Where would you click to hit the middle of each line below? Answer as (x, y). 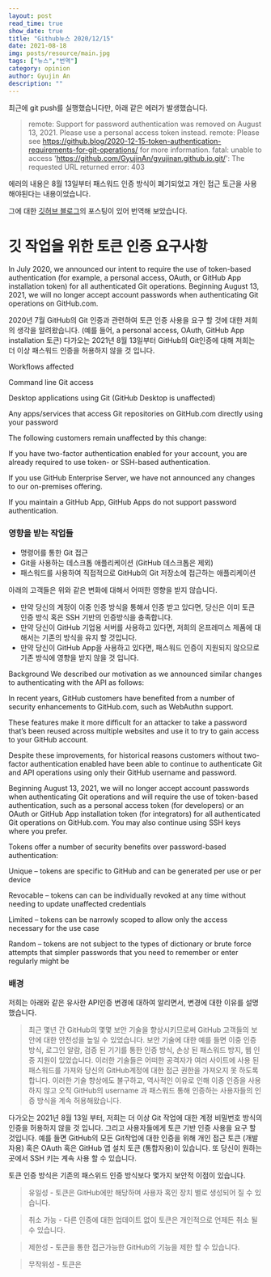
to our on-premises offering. (55, 487)
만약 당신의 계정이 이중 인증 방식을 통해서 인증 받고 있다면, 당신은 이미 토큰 (138, 607)
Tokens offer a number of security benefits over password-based (117, 847)
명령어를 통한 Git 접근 (54, 552)
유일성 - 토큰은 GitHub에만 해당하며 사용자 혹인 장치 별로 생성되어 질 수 (140, 1193)
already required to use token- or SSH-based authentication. (109, 463)
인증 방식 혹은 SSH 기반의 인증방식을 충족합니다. (96, 617)
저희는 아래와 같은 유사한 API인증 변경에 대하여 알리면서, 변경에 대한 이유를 (126, 1003)
